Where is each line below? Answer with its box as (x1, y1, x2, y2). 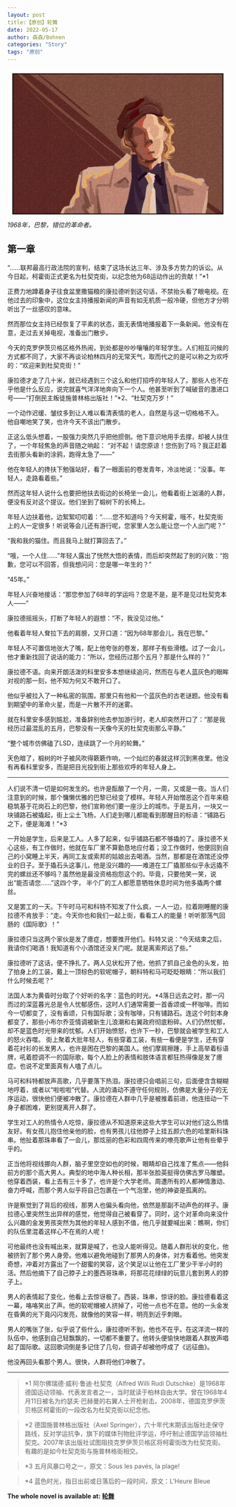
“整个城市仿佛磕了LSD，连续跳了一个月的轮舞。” (7, 738, 145, 747)
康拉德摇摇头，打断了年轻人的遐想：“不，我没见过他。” (7, 614, 164, 622)
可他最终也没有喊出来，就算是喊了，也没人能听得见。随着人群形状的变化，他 (7, 1242, 229, 1251)
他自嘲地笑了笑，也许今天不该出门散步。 (7, 417, 124, 426)
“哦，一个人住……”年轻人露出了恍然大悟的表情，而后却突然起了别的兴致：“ (7, 551, 223, 559)
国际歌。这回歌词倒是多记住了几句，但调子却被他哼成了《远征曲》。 (19, 1342, 214, 1351)
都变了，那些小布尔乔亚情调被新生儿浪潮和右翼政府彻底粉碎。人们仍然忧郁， (7, 1017, 229, 1026)
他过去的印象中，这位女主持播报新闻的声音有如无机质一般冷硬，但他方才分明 (7, 296, 229, 304)
